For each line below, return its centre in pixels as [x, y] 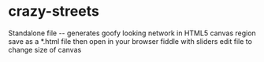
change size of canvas [45, 49]
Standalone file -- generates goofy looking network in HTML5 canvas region [132, 33]
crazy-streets [54, 11]
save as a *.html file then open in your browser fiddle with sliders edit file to [130, 41]
